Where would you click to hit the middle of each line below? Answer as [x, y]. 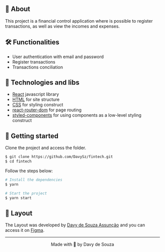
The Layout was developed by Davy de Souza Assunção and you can [75, 225]
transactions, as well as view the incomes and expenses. [63, 26]
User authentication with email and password [58, 57]
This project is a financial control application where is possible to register [79, 21]
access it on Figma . [25, 230]
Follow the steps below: [29, 171]
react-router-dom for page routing [47, 110]
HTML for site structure [36, 99]
